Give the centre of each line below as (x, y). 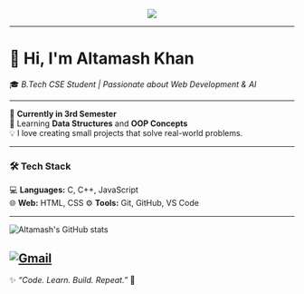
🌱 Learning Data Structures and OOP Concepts (99, 123)
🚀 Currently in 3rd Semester (63, 113)
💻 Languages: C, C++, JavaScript (74, 190)
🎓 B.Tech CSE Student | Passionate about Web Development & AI (133, 84)
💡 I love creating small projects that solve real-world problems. (126, 132)
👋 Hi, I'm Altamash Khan (102, 59)
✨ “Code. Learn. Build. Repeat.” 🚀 (72, 280)
